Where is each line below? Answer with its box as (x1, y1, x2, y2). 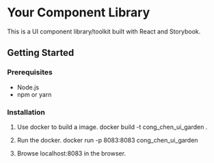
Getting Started (7, 47, 75, 59)
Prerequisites (7, 68, 53, 77)
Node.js (16, 83, 40, 91)
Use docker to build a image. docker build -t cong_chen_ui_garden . (16, 123, 208, 131)
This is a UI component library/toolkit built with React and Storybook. (7, 27, 201, 35)
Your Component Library (7, 5, 150, 20)
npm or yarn (16, 90, 52, 98)
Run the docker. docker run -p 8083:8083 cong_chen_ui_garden (16, 136, 198, 144)
